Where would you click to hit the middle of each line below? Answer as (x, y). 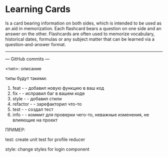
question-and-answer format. (36, 44)
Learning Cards (38, 9)
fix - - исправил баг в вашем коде (48, 93)
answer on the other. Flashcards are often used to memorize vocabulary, (80, 34)
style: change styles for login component (47, 149)
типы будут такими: (26, 78)
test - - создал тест (33, 109)
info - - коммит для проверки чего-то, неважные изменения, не (81, 114)
